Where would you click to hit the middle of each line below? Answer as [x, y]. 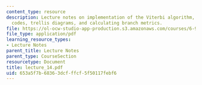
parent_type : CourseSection [41, 56]
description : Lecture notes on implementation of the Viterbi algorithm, [101, 17]
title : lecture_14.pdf [35, 67]
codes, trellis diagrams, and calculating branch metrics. [87, 23]
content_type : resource [36, 12]
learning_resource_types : [38, 40]
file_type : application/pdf [41, 34]
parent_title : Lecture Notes [43, 51]
